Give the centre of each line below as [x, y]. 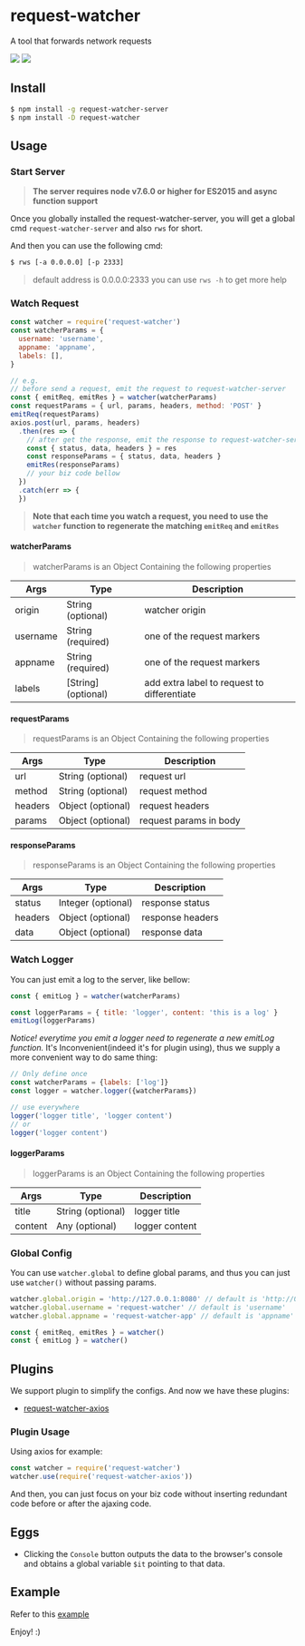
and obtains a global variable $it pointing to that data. [124, 1563]
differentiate [170, 693]
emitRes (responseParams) [73, 465]
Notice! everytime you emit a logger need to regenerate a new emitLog [143, 1038]
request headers [175, 806]
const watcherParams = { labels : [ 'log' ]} [90, 1083]
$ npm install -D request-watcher [76, 118]
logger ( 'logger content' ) [59, 1132]
